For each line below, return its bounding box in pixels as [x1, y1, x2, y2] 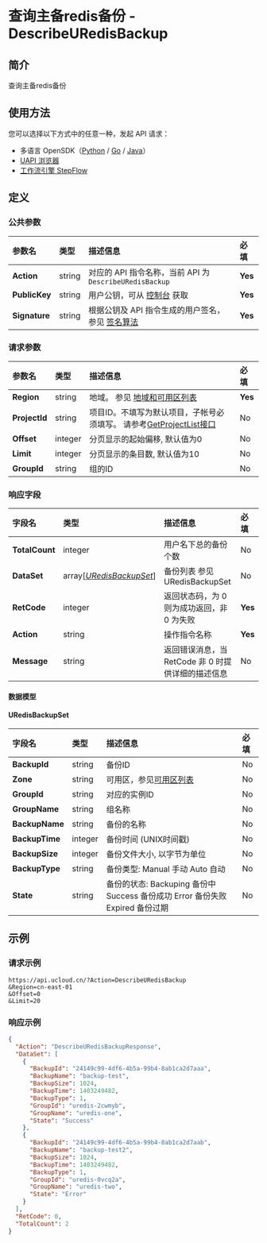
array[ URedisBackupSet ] [63, 570, 157, 581]
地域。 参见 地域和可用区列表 [88, 392, 197, 403]
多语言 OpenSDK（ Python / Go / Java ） [19, 145, 150, 155]
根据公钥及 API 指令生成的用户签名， [88, 304, 225, 315]
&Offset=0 [8, 990, 41, 998]
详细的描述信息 [172, 668, 228, 679]
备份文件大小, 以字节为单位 [106, 848, 207, 859]
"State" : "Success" [29, 1117, 94, 1125]
